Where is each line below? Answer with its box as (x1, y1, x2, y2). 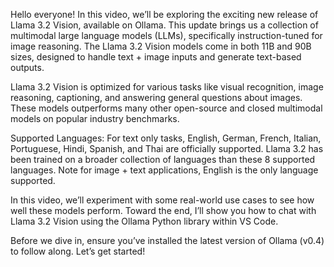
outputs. (10, 62, 45, 73)
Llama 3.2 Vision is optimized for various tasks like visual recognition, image (10, 81, 324, 93)
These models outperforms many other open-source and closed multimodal (10, 102, 323, 114)
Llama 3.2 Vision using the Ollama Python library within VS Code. (10, 215, 279, 227)
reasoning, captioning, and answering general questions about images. (10, 92, 303, 103)
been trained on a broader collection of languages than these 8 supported (10, 154, 316, 165)
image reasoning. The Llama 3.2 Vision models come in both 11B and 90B (10, 40, 312, 52)
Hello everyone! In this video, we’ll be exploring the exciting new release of (10, 9, 319, 20)
